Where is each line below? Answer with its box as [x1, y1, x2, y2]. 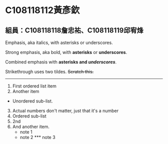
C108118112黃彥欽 [5, 4, 80, 16]
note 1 [19, 129, 32, 135]
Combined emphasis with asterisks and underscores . [5, 59, 117, 65]
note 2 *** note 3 [19, 134, 56, 140]
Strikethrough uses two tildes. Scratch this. [5, 68, 94, 74]
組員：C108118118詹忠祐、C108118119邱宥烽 [5, 26, 143, 34]
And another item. [12, 123, 50, 129]
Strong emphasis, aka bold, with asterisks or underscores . [5, 49, 127, 55]
